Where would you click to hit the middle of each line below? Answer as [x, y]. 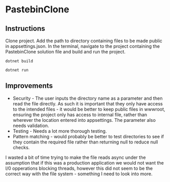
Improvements [29, 86]
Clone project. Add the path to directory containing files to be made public [84, 41]
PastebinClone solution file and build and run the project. [65, 52]
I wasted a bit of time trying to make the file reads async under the [76, 157]
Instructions [25, 29]
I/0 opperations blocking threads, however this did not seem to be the [79, 168]
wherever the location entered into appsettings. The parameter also [84, 120]
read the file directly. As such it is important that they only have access [88, 103]
